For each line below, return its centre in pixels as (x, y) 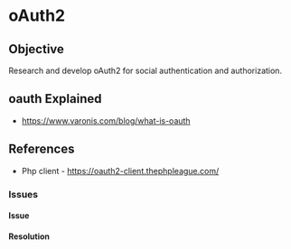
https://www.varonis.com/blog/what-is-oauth (106, 120)
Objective (37, 49)
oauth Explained (55, 99)
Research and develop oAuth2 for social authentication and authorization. (145, 70)
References (42, 149)
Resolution (29, 236)
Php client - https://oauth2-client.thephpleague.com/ (120, 171)
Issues (23, 194)
